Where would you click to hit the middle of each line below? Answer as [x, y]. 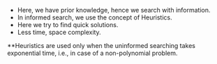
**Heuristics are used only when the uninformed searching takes [102, 46]
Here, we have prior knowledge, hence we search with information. [114, 10]
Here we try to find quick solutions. [68, 25]
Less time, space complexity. [59, 32]
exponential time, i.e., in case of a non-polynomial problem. [92, 53]
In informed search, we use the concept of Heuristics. [95, 17]
